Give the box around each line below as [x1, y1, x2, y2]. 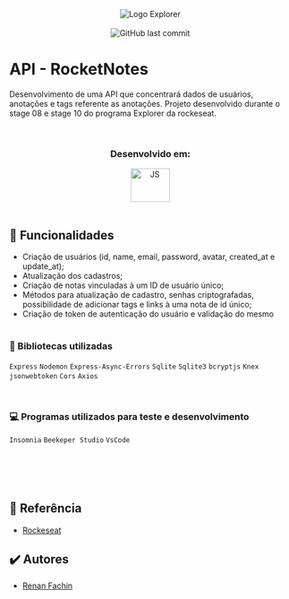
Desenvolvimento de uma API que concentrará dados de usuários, [9, 89, 254, 100]
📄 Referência [9, 501, 82, 517]
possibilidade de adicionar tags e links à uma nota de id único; [21, 299, 252, 310]
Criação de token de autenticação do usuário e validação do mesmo [21, 308, 275, 319]
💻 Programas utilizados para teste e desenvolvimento [9, 410, 250, 422]
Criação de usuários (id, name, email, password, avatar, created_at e [21, 251, 276, 263]
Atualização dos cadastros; [21, 271, 123, 282]
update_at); [21, 261, 64, 272]
